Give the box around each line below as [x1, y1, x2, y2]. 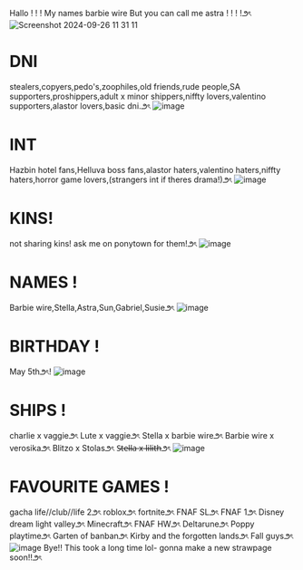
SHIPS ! [9, 400, 66, 420]
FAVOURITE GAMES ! [9, 476, 170, 497]
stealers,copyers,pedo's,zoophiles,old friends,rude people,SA [9, 81, 240, 92]
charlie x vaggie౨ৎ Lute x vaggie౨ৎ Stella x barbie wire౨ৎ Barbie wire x [9, 430, 275, 440]
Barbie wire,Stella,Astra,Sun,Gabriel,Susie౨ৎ [9, 302, 175, 313]
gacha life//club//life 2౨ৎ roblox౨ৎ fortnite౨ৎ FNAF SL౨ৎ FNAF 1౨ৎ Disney [9, 507, 285, 517]
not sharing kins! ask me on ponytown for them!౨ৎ [9, 237, 198, 248]
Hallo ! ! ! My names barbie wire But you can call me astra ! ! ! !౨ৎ [9, 8, 252, 18]
